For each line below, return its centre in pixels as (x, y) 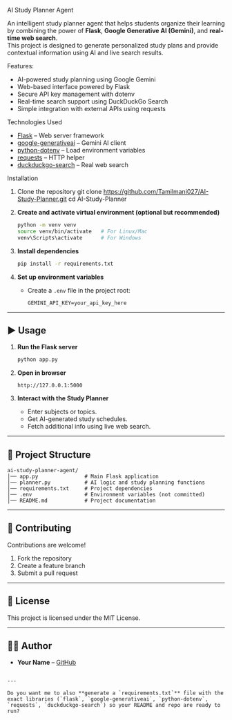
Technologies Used (35, 122)
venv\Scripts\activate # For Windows (79, 237)
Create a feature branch (51, 565)
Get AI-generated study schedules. (77, 419)
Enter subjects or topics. (62, 412)
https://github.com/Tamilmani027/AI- (156, 192)
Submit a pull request (47, 573)
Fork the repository (45, 558)
